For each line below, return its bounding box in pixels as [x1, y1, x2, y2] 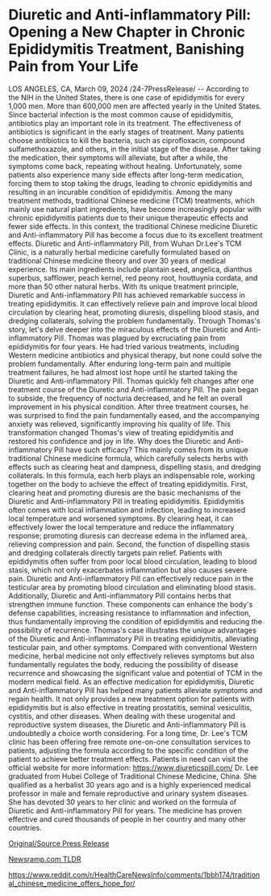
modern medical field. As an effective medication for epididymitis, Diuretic [8, 677, 255, 687]
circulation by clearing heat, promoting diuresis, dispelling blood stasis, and [8, 307, 260, 317]
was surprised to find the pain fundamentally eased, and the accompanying [8, 410, 260, 420]
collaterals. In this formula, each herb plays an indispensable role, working [8, 471, 256, 480]
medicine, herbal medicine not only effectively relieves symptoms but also [8, 651, 255, 661]
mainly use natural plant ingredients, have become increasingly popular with [8, 204, 262, 213]
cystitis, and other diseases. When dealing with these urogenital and [8, 711, 236, 721]
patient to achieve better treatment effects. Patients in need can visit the [8, 754, 248, 763]
